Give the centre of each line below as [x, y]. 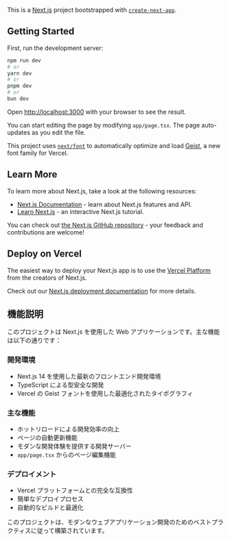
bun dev [18, 99]
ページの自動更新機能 [47, 437]
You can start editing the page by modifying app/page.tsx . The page [104, 125]
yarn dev [20, 73]
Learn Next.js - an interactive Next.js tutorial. [80, 211]
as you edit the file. [59, 132]
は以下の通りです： [34, 340]
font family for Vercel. [38, 153]
